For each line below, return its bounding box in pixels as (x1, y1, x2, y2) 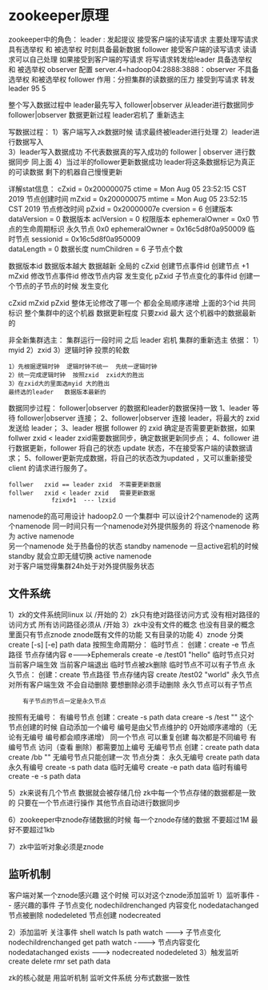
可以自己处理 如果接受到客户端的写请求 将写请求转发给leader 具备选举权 (14, 54, 253, 64)
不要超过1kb (14, 824, 54, 834)
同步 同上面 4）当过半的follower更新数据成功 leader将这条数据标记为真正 (14, 157, 256, 166)
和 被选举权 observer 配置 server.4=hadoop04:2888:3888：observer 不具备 (8, 64, 259, 74)
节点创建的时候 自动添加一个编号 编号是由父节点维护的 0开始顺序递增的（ (8, 722, 250, 731)
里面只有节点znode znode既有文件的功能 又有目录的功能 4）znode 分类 (8, 629, 244, 639)
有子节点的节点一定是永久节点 (22, 697, 106, 705)
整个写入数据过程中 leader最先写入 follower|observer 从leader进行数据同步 (8, 100, 254, 110)
